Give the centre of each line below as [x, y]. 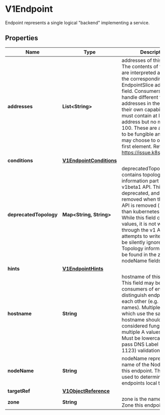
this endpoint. [137, 371]
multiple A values [141, 332]
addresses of [137, 60]
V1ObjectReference [86, 391]
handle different [140, 97]
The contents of [140, 66]
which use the [138, 313]
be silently [134, 242]
